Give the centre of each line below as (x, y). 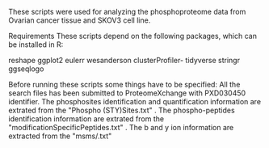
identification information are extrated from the (86, 119)
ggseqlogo (26, 69)
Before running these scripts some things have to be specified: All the (124, 85)
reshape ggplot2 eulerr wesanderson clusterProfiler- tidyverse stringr (124, 60)
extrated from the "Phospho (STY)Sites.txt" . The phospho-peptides (122, 110)
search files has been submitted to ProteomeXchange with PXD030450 (127, 93)
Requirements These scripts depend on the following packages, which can (132, 36)
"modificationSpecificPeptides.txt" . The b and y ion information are (121, 127)
